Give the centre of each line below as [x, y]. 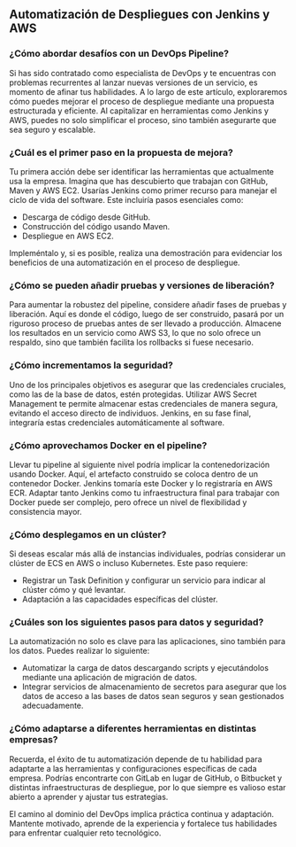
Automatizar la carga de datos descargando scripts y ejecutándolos [145, 668]
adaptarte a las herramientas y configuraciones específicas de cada [133, 768]
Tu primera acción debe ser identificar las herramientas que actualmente [142, 171]
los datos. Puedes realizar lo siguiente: [80, 651]
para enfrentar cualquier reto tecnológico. [85, 833]
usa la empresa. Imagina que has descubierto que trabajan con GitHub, [139, 181]
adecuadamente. [53, 706]
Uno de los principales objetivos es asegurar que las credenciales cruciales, [148, 385]
